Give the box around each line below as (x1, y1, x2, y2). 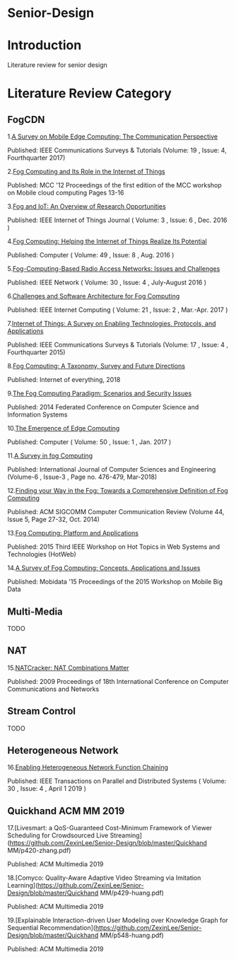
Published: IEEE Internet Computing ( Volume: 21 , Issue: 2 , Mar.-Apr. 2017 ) (7, 306, 228, 314)
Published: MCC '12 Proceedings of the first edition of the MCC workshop (7, 181, 223, 190)
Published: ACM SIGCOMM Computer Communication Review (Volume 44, (7, 508, 225, 516)
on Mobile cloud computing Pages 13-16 (7, 189, 124, 197)
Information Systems (7, 410, 68, 419)
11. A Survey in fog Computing (7, 451, 93, 460)
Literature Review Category (7, 86, 172, 102)
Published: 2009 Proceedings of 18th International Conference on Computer (7, 677, 229, 685)
